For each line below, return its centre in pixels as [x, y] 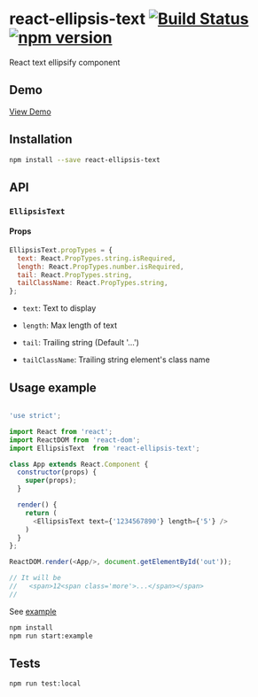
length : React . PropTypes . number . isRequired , [101, 267]
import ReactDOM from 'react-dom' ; [75, 440]
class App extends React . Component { [79, 464]
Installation [41, 139]
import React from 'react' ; [61, 431]
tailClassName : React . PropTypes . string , [93, 283]
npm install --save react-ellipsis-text [85, 159]
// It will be [35, 578]
